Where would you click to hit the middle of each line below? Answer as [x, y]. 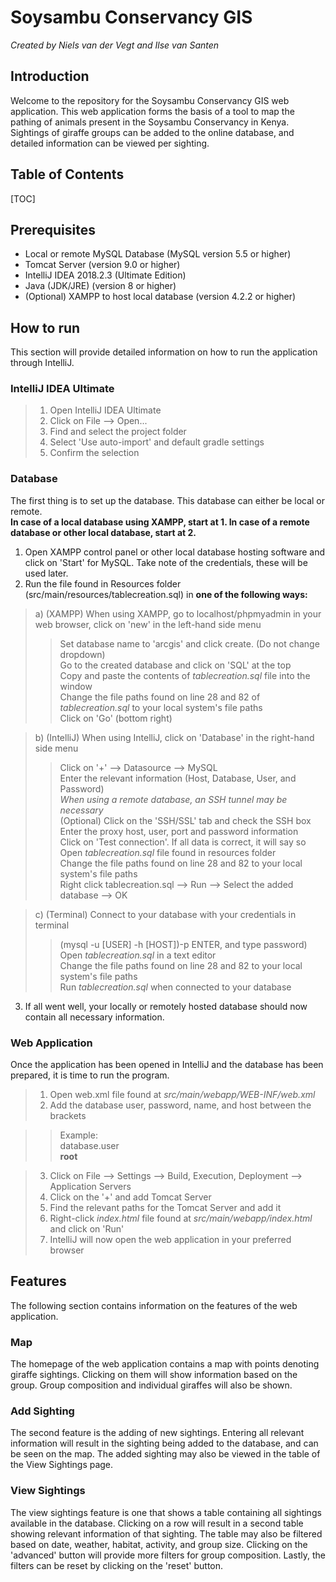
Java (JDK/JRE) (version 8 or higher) [100, 286]
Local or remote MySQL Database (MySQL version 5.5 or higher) [158, 254]
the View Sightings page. [62, 1465]
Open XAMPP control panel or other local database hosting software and [175, 552]
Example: [78, 1135]
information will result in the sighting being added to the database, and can [164, 1443]
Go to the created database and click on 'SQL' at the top [175, 665]
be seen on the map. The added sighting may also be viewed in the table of [165, 1454]
